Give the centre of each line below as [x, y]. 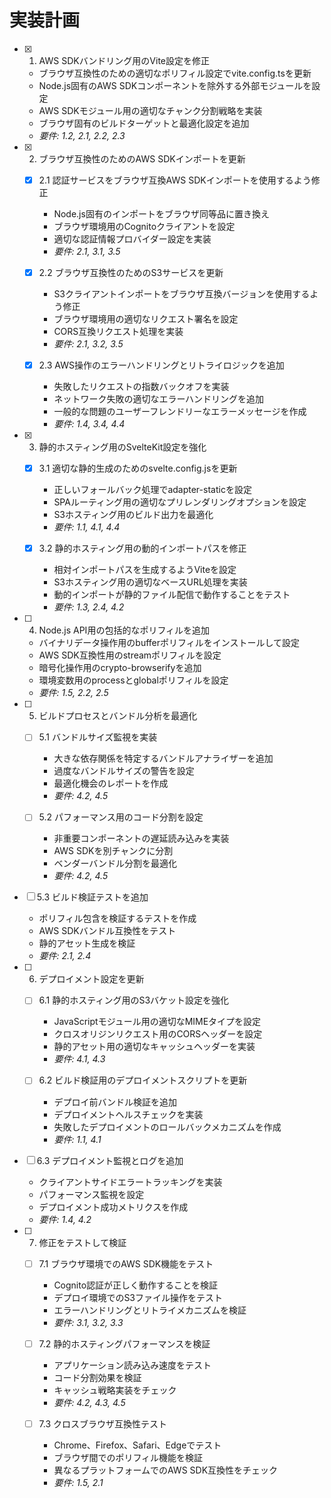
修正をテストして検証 [82, 1242]
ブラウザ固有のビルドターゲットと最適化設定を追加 [144, 123]
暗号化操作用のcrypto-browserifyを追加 [120, 668]
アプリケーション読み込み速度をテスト [132, 1365]
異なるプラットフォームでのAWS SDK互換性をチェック [166, 1470]
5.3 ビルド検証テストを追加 [92, 897]
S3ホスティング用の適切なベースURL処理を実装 [150, 582]
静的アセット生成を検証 [87, 943]
